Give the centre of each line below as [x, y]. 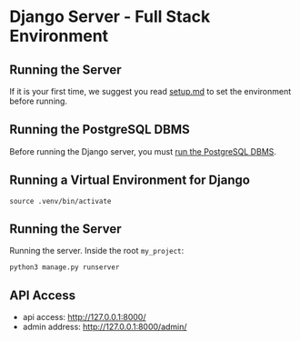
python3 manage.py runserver [65, 267]
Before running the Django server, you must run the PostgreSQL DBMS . [143, 151]
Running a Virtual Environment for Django [130, 181]
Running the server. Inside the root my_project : [97, 251]
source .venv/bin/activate [60, 201]
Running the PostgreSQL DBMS [100, 130]
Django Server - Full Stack [110, 17]
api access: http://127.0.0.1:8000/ [84, 317]
